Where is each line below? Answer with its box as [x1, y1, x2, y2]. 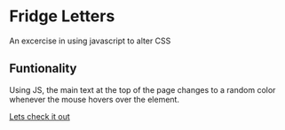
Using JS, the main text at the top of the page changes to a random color [9, 84, 276, 95]
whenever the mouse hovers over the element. [9, 94, 180, 104]
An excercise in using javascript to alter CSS [9, 35, 171, 46]
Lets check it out [9, 111, 71, 121]
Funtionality [9, 61, 77, 76]
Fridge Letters [9, 6, 115, 27]
